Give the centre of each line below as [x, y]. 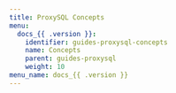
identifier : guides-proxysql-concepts [96, 42]
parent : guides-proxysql [71, 58]
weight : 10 [45, 67]
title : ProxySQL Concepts [57, 17]
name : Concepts [53, 50]
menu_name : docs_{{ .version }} [69, 75]
